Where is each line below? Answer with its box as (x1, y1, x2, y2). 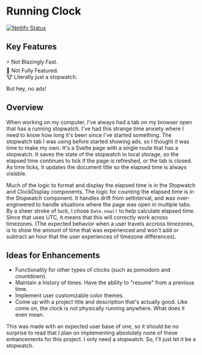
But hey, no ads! (6, 85, 46, 92)
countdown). (14, 273, 47, 280)
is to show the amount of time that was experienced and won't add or (6, 226, 179, 234)
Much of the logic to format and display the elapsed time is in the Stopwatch (6, 181, 196, 188)
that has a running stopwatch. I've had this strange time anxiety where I (6, 125, 184, 132)
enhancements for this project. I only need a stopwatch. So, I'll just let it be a (6, 336, 196, 343)
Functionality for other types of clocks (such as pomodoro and (14, 266, 171, 273)
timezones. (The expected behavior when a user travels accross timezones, (6, 220, 195, 227)
